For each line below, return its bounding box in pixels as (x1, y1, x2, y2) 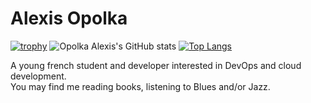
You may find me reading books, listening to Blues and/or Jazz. (10, 80, 271, 92)
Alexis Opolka (10, 7, 128, 30)
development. (10, 70, 67, 82)
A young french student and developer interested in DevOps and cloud (10, 59, 302, 71)
